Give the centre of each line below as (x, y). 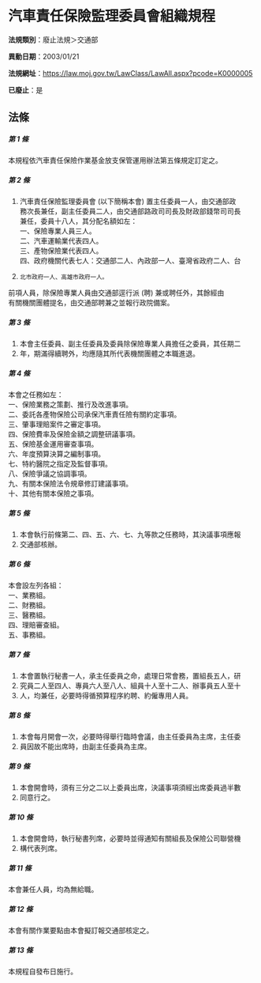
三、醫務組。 (29, 615)
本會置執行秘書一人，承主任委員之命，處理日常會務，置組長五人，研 (130, 676)
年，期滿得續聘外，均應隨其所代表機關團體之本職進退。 (109, 354)
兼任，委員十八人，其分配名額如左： (78, 221)
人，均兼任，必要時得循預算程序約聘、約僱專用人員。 (106, 696)
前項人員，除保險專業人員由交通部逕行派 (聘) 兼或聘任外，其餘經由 (116, 293)
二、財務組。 (29, 605)
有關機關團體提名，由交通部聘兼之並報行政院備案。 (91, 303)
